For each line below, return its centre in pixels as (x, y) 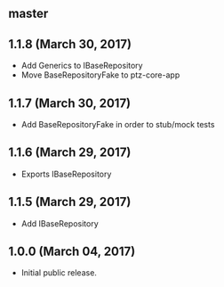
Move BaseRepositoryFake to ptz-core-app (100, 75)
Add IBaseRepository (60, 223)
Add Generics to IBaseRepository (82, 66)
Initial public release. (59, 273)
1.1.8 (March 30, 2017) (70, 44)
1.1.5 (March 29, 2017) (70, 202)
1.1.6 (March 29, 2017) (70, 153)
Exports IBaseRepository (66, 174)
